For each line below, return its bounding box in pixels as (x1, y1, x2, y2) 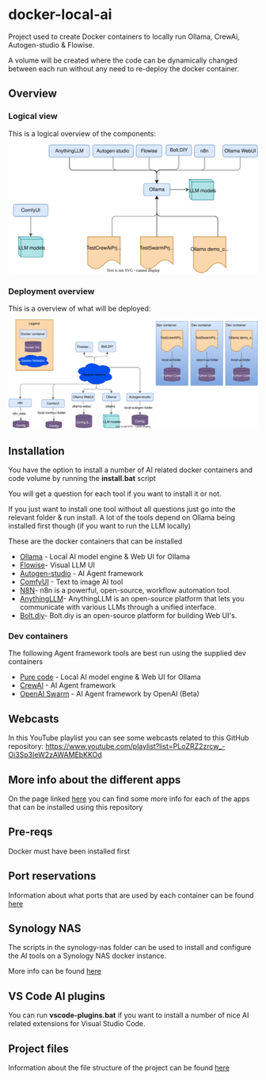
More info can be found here (8, 967, 101, 976)
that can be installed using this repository (8, 803, 143, 812)
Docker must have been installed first (8, 846, 131, 856)
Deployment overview (8, 285, 95, 296)
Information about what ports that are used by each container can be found (8, 890, 254, 900)
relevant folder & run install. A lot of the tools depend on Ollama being (8, 513, 236, 522)
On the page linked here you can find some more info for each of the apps (8, 794, 250, 803)
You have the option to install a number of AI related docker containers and (8, 465, 253, 475)
